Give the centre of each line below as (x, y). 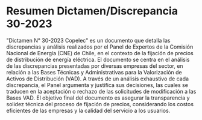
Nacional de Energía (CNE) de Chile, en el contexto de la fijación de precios (100, 53)
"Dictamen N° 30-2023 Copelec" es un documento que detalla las (88, 40)
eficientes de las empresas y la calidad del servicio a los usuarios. (88, 110)
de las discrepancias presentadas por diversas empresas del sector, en (95, 66)
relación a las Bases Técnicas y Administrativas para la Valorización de (94, 72)
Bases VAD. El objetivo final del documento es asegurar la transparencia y (98, 98)
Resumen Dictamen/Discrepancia (92, 11)
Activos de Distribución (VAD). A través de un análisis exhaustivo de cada (97, 79)
